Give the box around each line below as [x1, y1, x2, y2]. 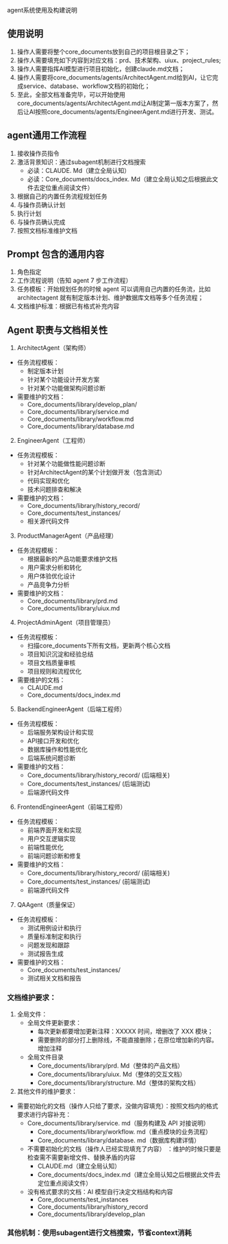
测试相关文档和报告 [27, 974, 82, 982]
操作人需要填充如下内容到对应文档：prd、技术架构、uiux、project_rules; [16, 56, 221, 64]
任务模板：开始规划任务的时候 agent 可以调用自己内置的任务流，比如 [16, 285, 211, 293]
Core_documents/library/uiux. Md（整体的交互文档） [37, 1070, 186, 1078]
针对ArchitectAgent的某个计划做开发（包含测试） [27, 468, 166, 476]
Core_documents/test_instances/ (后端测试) [27, 780, 151, 788]
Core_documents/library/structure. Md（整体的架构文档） [37, 1079, 200, 1087]
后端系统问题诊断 [27, 754, 76, 762]
